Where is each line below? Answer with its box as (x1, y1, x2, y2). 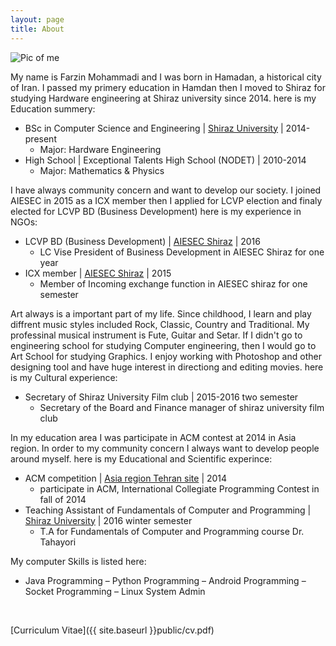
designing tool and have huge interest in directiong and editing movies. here (10, 361, 324, 373)
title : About (10, 24, 65, 34)
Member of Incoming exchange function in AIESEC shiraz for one (39, 277, 308, 290)
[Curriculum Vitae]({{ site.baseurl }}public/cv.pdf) (10, 624, 215, 636)
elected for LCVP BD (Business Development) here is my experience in (10, 205, 302, 217)
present (24, 132, 57, 145)
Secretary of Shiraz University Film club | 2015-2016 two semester (24, 391, 299, 403)
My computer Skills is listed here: (10, 555, 147, 567)
